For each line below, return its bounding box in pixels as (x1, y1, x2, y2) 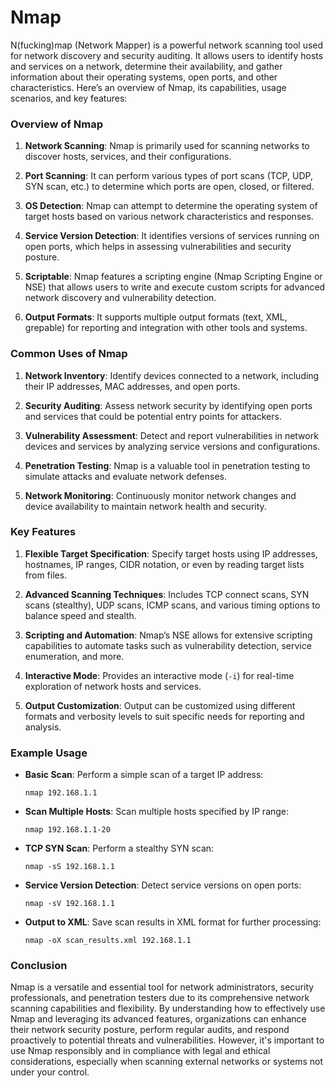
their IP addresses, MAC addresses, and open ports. (24, 380, 241, 392)
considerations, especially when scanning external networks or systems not (10, 1056, 324, 1068)
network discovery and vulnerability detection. (24, 292, 217, 304)
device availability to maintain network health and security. (24, 500, 267, 512)
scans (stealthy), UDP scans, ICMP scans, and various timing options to (24, 599, 321, 611)
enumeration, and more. (24, 650, 125, 662)
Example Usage (10, 746, 88, 760)
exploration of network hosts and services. (24, 680, 202, 692)
